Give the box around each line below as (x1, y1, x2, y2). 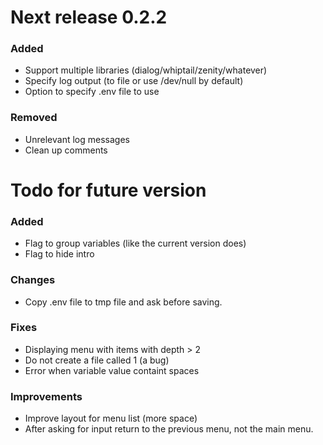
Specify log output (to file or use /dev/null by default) (24, 75, 244, 87)
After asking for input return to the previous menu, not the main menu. (24, 423, 314, 435)
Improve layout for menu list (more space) (24, 412, 198, 425)
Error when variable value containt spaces (24, 364, 200, 376)
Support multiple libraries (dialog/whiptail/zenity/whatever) (24, 64, 268, 76)
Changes (10, 273, 56, 287)
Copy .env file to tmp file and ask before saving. (24, 296, 223, 308)
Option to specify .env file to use (24, 86, 160, 98)
